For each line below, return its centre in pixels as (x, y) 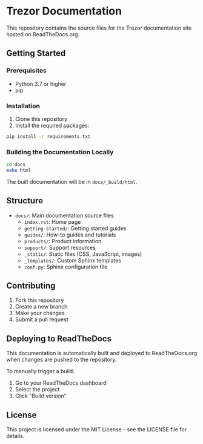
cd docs (16, 165)
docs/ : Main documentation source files (64, 215)
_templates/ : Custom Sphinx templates (73, 260)
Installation (23, 106)
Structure (25, 201)
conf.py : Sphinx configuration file (66, 267)
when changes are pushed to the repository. (62, 360)
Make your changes (40, 313)
